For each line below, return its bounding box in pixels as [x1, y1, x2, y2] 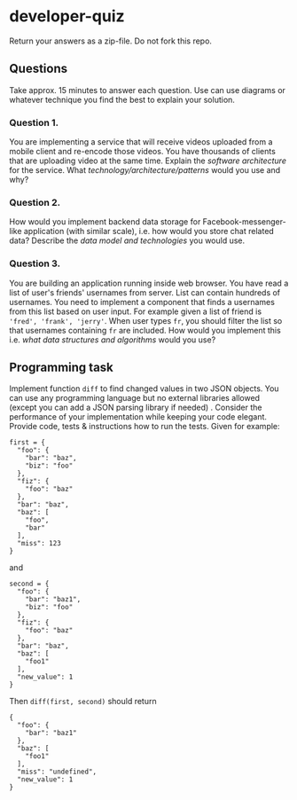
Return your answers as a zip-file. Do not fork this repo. [9, 35, 213, 46]
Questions [9, 61, 68, 76]
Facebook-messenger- [202, 216, 286, 227]
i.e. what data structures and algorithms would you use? [9, 334, 216, 345]
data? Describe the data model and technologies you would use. [9, 235, 246, 246]
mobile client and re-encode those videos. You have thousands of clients [9, 146, 277, 157]
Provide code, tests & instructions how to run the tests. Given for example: [9, 421, 281, 432]
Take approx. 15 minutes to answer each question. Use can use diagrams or [9, 84, 286, 95]
